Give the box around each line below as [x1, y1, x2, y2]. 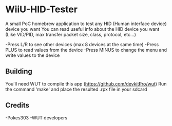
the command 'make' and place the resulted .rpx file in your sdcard [5, 86, 147, 92]
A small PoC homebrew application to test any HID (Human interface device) [5, 20, 167, 27]
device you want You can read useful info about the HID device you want [5, 26, 160, 32]
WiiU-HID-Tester [5, 4, 78, 15]
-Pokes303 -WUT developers [5, 114, 68, 121]
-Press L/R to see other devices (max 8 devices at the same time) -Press [5, 41, 159, 47]
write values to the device [5, 52, 60, 58]
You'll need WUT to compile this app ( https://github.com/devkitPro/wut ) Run [5, 80, 167, 87]
